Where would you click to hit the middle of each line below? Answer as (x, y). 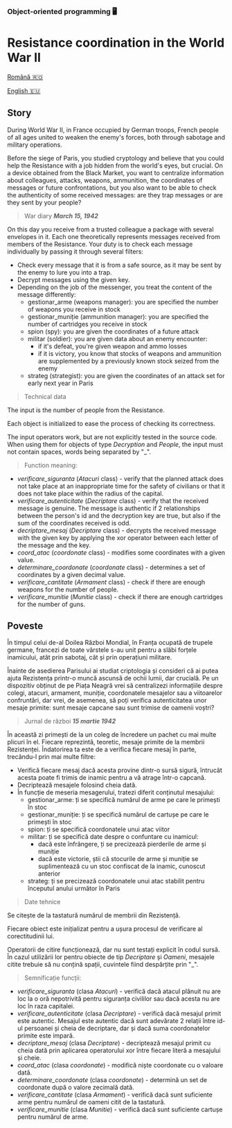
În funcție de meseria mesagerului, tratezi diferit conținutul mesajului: (116, 792)
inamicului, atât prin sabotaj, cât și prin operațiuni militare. (90, 657)
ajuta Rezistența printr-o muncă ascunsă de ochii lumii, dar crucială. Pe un (113, 678)
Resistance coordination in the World (116, 43)
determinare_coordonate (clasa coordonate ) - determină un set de (112, 1080)
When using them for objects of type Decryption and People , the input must (115, 444)
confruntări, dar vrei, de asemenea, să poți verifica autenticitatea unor (107, 701)
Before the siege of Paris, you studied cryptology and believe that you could (116, 158)
